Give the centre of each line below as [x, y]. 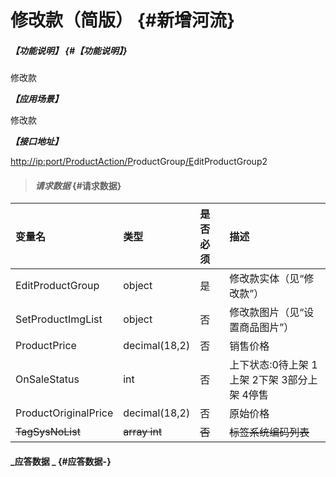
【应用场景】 [36, 99]
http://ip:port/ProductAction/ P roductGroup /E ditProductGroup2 [139, 162]
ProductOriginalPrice [64, 413]
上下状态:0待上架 [269, 365]
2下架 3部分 [279, 380]
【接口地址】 [36, 142]
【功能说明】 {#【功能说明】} [69, 50]
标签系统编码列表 [269, 433]
